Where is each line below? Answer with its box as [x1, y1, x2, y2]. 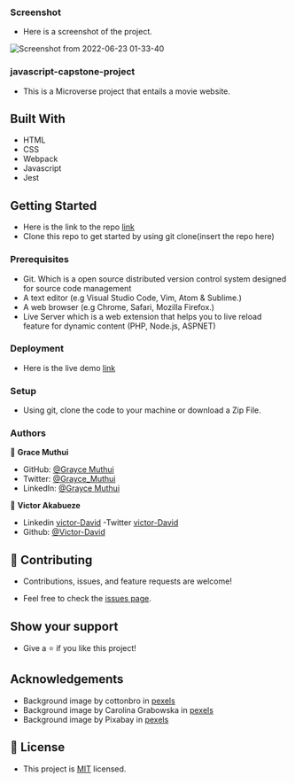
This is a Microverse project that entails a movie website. [22, 86, 231, 97]
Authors [10, 427, 47, 439]
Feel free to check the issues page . [22, 593, 151, 604]
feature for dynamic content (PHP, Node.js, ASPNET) [22, 321, 216, 331]
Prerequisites [10, 253, 69, 266]
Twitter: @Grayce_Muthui [22, 474, 116, 485]
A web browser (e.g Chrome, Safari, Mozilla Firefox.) [22, 301, 215, 312]
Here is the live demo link [22, 362, 116, 373]
